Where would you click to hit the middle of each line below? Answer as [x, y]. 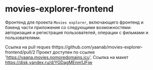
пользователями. [23, 38]
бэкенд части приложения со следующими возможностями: [68, 27]
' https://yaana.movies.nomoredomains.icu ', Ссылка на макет [67, 57]
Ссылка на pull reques [28, 47]
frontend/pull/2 [20, 52]
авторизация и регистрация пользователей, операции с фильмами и [77, 32]
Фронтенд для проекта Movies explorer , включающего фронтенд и [74, 22]
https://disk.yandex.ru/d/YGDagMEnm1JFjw [49, 62]
